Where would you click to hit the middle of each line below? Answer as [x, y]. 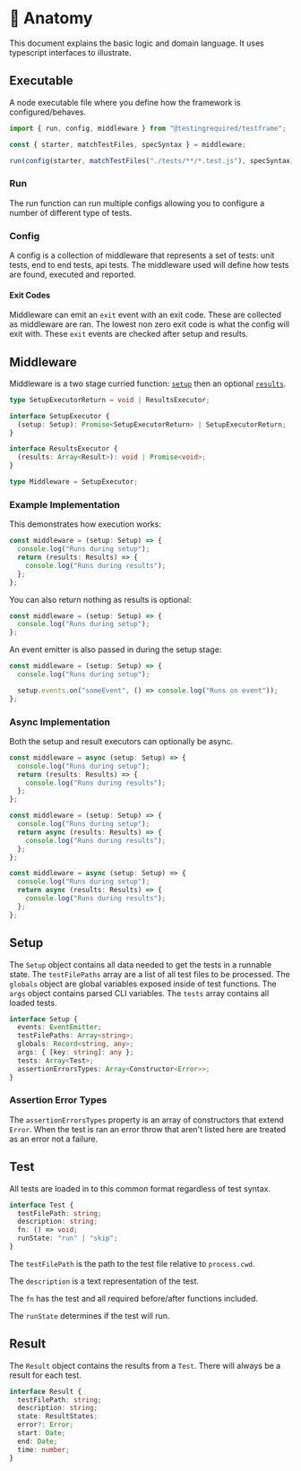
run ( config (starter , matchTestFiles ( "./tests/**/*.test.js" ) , [128, 160]
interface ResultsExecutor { [64, 449]
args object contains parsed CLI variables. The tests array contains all [139, 993]
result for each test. [46, 1375]
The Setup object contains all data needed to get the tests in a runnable [140, 964]
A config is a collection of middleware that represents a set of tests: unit [142, 255]
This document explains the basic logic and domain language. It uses [137, 43]
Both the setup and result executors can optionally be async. [121, 741]
